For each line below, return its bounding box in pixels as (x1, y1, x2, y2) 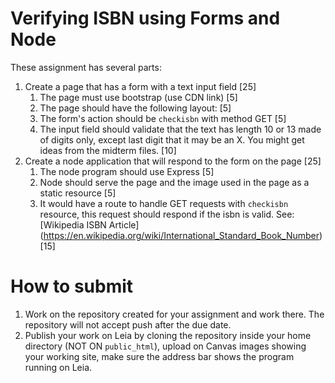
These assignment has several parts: (10, 61, 162, 73)
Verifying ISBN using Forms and (10, 7, 281, 30)
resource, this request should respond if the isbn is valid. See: (39, 208, 295, 220)
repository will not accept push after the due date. (24, 318, 232, 331)
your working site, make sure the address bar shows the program (24, 350, 295, 362)
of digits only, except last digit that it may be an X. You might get (39, 133, 305, 146)
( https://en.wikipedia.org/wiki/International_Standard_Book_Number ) (39, 229, 323, 241)
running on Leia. (24, 361, 93, 373)
